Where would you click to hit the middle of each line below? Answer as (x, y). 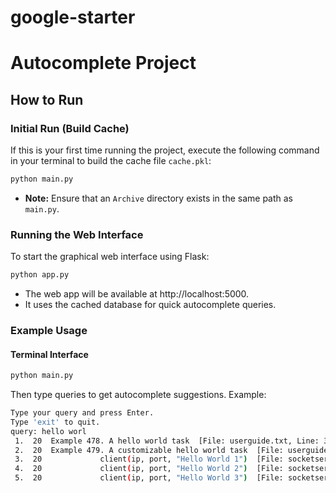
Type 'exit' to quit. (55, 422)
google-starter (73, 17)
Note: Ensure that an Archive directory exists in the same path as (158, 198)
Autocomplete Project (103, 63)
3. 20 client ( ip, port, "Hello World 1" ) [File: (149, 459)
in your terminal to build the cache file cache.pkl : (111, 161)
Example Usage (49, 331)
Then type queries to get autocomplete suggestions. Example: (138, 395)
